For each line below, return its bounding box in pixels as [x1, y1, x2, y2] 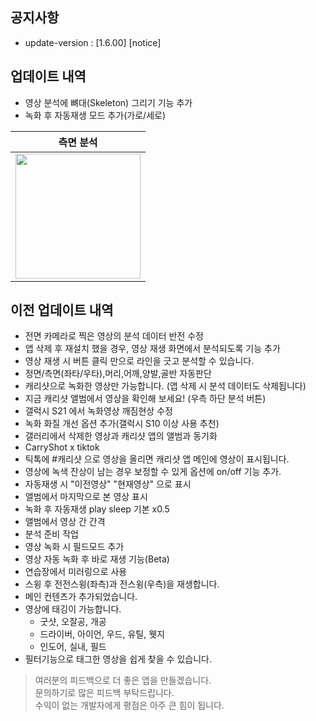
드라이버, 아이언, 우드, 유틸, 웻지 [39, 628, 165, 640]
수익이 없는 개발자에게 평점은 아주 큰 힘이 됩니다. [34, 699, 225, 712]
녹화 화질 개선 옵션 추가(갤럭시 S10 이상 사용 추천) [24, 418, 220, 430]
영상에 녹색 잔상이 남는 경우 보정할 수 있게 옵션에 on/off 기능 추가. [24, 466, 282, 478]
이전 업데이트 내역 [10, 302, 114, 319]
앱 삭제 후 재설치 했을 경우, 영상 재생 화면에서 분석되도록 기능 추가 [24, 343, 281, 355]
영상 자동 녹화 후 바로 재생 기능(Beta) [24, 553, 170, 565]
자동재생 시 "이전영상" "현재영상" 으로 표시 [24, 478, 192, 490]
